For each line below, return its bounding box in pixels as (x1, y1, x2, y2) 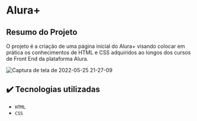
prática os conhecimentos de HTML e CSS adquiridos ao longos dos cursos (6, 49, 191, 56)
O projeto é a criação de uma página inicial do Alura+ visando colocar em (6, 42, 185, 50)
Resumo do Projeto (6, 27, 78, 37)
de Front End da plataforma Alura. (6, 55, 89, 62)
